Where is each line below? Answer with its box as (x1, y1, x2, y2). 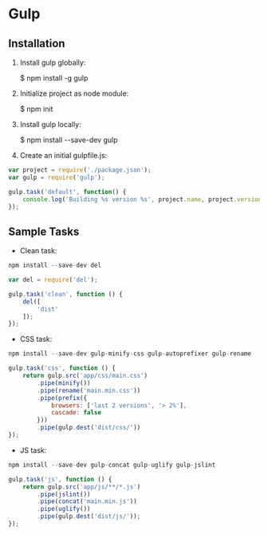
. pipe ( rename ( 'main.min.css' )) (37, 386, 141, 394)
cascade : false (50, 409, 102, 417)
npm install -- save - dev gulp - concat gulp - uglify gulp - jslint (8, 461, 216, 469)
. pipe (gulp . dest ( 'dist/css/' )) (37, 424, 141, 432)
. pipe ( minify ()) (37, 378, 91, 387)
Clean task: (19, 246, 57, 256)
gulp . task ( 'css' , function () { (8, 364, 116, 372)
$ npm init (19, 105, 53, 113)
